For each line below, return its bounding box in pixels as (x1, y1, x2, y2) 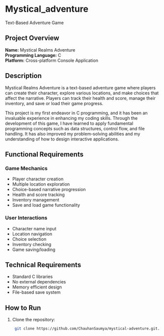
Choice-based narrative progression (12, 187, 86, 193)
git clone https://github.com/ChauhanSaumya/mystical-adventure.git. (14, 326, 160, 331)
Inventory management (12, 197, 60, 203)
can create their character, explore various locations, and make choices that (5, 90, 159, 96)
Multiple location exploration (12, 181, 70, 187)
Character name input (12, 225, 56, 231)
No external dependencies (12, 279, 66, 285)
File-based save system (12, 289, 61, 295)
